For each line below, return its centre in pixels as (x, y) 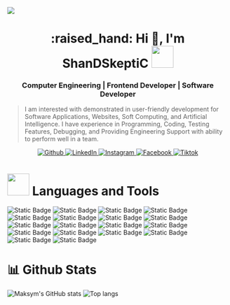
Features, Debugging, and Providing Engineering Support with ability (123, 132)
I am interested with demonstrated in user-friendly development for (122, 109)
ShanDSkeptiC (105, 64)
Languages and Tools (96, 191)
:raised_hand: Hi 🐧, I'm (118, 39)
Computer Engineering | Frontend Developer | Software (118, 85)
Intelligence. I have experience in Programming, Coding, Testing (117, 124)
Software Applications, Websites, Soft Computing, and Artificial (116, 117)
